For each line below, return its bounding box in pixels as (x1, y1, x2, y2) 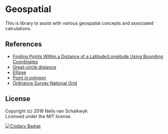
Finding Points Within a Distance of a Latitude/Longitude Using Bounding (12, 53, 163, 59)
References (5, 40, 42, 49)
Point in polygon (12, 74, 47, 81)
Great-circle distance (12, 64, 57, 70)
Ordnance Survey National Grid (12, 80, 77, 86)
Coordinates (12, 59, 38, 65)
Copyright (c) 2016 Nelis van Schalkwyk (5, 108, 88, 114)
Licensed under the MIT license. (5, 113, 72, 119)
